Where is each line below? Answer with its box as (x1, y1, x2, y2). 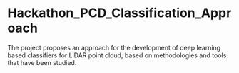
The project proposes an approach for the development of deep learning (7, 43, 221, 52)
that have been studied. (7, 58, 77, 67)
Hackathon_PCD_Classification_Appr (7, 5, 232, 21)
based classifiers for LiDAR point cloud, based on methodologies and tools (7, 51, 227, 60)
